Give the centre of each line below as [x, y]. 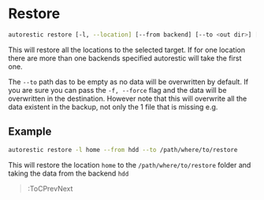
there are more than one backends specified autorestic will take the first [125, 58]
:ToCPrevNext [50, 188]
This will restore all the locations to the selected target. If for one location [127, 50]
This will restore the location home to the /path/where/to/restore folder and [130, 165]
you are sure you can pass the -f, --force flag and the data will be [117, 90]
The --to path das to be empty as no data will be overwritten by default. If [128, 81]
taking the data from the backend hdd [69, 173]
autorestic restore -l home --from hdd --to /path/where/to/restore [123, 150]
